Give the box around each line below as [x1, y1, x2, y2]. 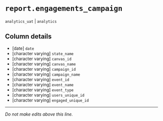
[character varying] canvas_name [12, 60, 76, 67]
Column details [5, 32, 52, 40]
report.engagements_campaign [5, 4, 123, 13]
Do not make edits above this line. [5, 111, 73, 117]
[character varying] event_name [12, 81, 74, 87]
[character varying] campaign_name [12, 71, 81, 77]
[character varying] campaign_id [12, 66, 76, 72]
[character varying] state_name [12, 50, 74, 56]
